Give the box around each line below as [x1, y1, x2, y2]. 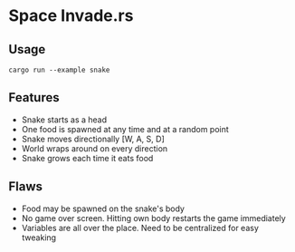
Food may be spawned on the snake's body [21, 203, 185, 214]
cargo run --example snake [8, 65, 110, 74]
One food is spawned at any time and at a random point [21, 123, 230, 134]
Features [8, 90, 60, 105]
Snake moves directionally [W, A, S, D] [21, 133, 165, 144]
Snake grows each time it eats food [21, 152, 154, 163]
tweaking [21, 232, 56, 243]
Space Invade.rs [8, 5, 134, 26]
